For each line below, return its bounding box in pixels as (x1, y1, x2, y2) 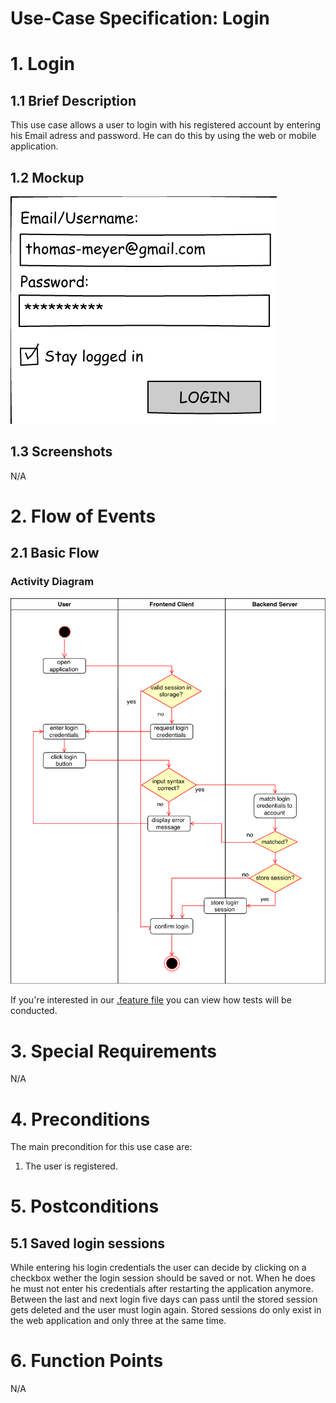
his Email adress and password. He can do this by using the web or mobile (10, 130, 317, 142)
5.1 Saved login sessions (10, 1235, 166, 1252)
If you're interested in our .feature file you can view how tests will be (10, 994, 292, 1006)
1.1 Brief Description (10, 92, 137, 109)
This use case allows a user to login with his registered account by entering (10, 119, 322, 131)
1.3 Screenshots (10, 443, 113, 461)
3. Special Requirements (10, 1040, 217, 1062)
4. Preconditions (10, 1108, 151, 1131)
